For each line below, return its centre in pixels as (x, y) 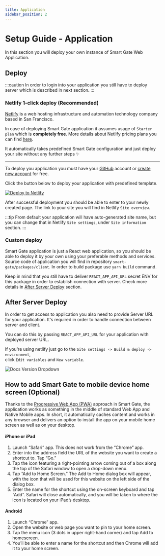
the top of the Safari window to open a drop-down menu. (70, 468)
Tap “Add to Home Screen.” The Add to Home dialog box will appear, (82, 474)
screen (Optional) (33, 392)
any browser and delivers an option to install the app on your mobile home (80, 420)
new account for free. (27, 174)
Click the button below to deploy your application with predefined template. (81, 183)
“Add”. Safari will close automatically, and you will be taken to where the (85, 494)
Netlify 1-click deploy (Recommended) (52, 103)
